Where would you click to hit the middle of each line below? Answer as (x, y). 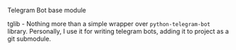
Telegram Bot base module (47, 10)
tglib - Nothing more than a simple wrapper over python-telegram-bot (109, 24)
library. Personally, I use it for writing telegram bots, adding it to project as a (118, 31)
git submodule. (29, 39)
